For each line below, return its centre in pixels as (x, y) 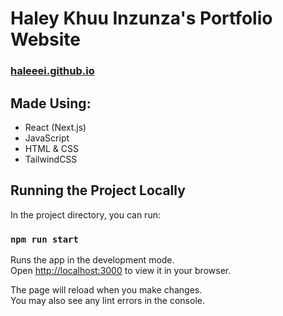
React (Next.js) (55, 127)
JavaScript (47, 138)
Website (45, 39)
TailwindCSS (51, 159)
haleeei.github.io (52, 71)
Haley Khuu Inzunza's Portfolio (141, 18)
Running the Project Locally (98, 190)
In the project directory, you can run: (85, 214)
